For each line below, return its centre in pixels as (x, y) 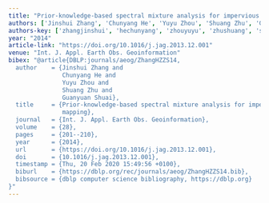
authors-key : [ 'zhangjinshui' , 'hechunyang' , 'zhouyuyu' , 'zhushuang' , (130, 30)
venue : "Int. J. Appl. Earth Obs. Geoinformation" (94, 53)
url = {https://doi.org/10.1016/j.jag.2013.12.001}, (116, 149)
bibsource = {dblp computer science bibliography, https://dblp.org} (134, 179)
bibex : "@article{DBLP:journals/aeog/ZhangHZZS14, (94, 61)
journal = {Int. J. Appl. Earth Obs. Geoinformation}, (112, 120)
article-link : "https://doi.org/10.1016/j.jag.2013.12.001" (111, 46)
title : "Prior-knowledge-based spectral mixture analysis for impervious (134, 16)
